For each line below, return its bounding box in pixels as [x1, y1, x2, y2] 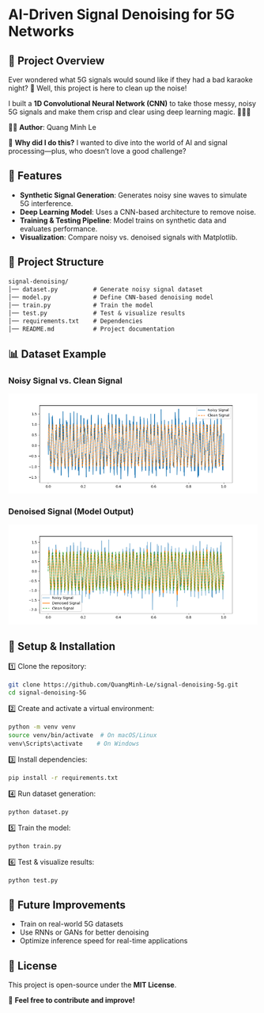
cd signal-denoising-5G [8, 689, 87, 697]
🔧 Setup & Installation [8, 640, 116, 653]
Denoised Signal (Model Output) [8, 506, 134, 517]
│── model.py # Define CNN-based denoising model [8, 293, 214, 301]
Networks [8, 22, 75, 40]
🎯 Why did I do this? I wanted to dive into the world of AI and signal [8, 138, 228, 147]
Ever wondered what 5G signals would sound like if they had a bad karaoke [8, 75, 253, 84]
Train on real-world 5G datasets [19, 919, 124, 929]
